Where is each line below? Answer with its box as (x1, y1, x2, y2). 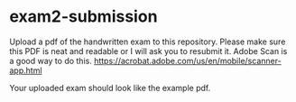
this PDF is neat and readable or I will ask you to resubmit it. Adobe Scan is (9, 45, 288, 56)
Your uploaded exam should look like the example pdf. (9, 82, 211, 93)
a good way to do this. (9, 55, 92, 66)
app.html (9, 65, 42, 76)
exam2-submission (9, 6, 158, 27)
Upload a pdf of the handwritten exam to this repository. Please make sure (9, 36, 286, 47)
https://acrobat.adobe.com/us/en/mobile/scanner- (93, 55, 282, 66)
